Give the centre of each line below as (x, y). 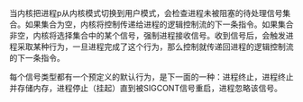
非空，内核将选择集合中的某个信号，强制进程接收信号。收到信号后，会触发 (147, 35)
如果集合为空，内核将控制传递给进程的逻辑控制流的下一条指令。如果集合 (159, 24)
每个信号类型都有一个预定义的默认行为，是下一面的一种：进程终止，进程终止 (151, 77)
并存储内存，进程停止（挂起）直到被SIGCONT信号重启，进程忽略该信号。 (146, 88)
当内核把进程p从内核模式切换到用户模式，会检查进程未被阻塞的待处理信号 (146, 13)
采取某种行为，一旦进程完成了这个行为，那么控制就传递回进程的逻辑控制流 (155, 47)
